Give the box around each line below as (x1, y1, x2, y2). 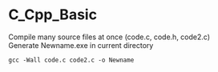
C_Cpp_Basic (8, 6, 98, 24)
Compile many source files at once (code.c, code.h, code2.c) (8, 32, 211, 42)
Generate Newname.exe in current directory (8, 40, 154, 50)
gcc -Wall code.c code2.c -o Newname (8, 56, 135, 64)
